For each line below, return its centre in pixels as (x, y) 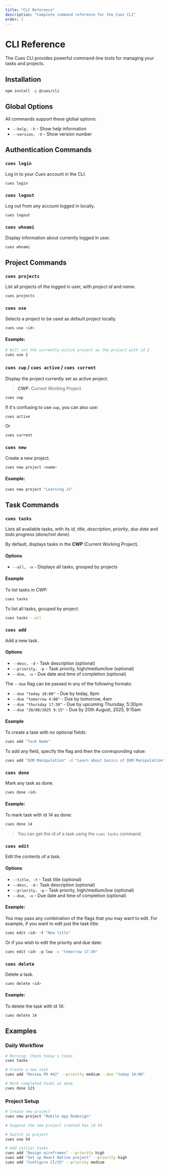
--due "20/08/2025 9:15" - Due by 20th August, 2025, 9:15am (77, 710)
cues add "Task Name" (28, 742)
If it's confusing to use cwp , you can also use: (52, 407)
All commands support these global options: (51, 119)
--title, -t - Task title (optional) (47, 879)
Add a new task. (22, 640)
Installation (23, 79)
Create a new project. (28, 458)
